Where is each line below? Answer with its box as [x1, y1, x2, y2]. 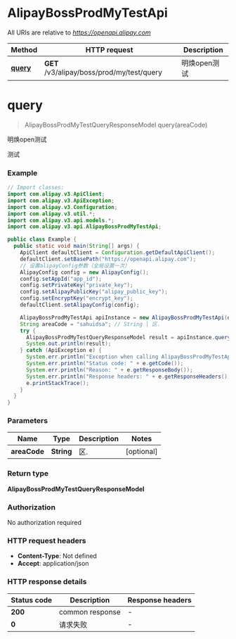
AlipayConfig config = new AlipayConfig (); [20, 269, 150, 276]
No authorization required [7, 519, 82, 527]
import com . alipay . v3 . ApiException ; [7, 197, 114, 204]
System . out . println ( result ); [25, 340, 112, 348]
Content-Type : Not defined [17, 552, 97, 560]
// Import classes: [7, 184, 65, 191]
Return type [7, 469, 49, 479]
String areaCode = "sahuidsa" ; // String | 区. [20, 320, 161, 328]
